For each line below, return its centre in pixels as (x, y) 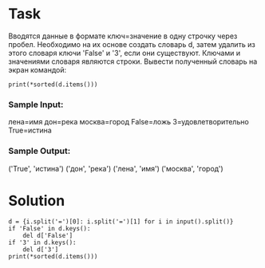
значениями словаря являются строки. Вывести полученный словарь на (133, 61)
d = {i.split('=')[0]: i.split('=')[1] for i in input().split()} (121, 222)
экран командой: (37, 69)
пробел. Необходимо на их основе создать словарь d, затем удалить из (132, 44)
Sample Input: (36, 104)
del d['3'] (41, 250)
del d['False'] (48, 236)
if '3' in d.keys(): (43, 243)
